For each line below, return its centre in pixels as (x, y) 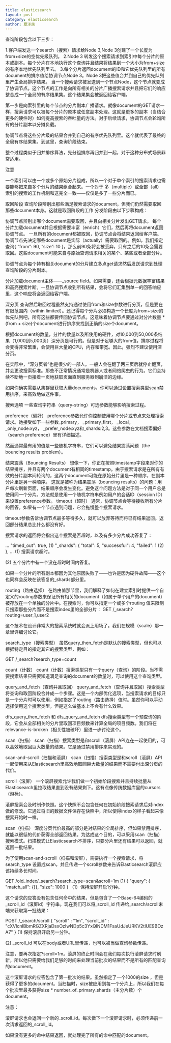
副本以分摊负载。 (41, 125)
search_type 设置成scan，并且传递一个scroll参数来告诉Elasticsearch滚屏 (81, 864)
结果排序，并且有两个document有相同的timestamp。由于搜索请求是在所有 (83, 469)
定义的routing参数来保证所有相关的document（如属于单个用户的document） (85, 597)
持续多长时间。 (25, 871)
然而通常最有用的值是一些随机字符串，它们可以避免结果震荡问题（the (78, 446)
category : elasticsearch (32, 19)
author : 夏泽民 (20, 24)
